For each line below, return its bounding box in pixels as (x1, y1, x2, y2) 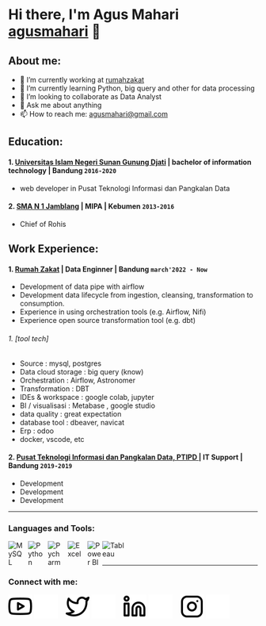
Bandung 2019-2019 (8, 461, 73, 470)
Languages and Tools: (8, 522, 95, 533)
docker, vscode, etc (19, 434, 85, 444)
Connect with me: (8, 577, 78, 588)
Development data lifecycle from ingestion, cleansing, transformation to (19, 290, 253, 300)
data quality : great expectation (19, 409, 122, 418)
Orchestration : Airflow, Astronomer (19, 375, 136, 385)
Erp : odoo (19, 426, 54, 436)
